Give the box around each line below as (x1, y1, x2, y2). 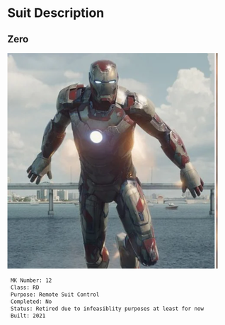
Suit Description (7, 5, 105, 21)
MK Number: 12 (10, 277, 52, 284)
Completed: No (10, 298, 52, 305)
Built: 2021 (10, 312, 46, 319)
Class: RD (10, 284, 40, 291)
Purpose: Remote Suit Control (10, 291, 100, 298)
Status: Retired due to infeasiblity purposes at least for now (10, 305, 204, 312)
